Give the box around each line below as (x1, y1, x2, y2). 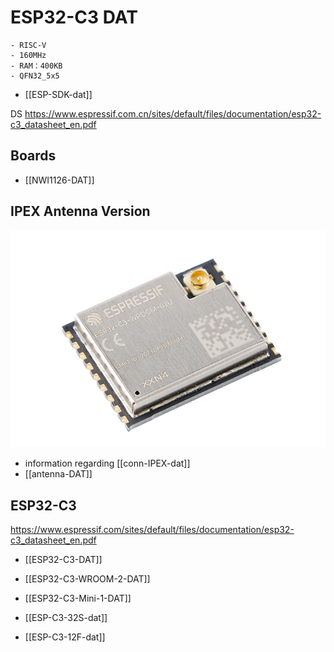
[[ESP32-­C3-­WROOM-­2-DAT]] (24, 573, 151, 585)
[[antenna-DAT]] (24, 468, 93, 480)
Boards (10, 147, 57, 165)
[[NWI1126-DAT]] (24, 174, 95, 186)
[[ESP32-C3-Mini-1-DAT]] (24, 592, 132, 605)
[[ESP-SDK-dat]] (24, 88, 93, 100)
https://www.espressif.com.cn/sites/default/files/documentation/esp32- (24, 107, 322, 120)
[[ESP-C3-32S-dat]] (24, 612, 108, 624)
